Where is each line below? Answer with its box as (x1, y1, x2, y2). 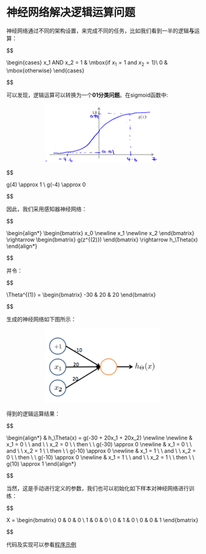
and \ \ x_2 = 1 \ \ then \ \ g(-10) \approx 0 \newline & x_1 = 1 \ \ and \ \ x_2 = (6, 447, 196, 454)
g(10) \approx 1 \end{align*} (6, 460, 77, 467)
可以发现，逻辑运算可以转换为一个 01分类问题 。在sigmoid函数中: (6, 91, 169, 99)
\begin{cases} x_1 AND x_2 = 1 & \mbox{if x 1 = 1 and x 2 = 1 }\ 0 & (6, 59, 168, 67)
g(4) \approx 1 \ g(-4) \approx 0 (6, 181, 86, 189)
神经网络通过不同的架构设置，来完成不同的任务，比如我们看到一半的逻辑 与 (6, 27, 194, 34)
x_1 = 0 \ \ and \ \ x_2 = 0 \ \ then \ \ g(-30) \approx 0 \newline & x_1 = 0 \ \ (6, 440, 192, 447)
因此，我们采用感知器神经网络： (6, 206, 87, 213)
